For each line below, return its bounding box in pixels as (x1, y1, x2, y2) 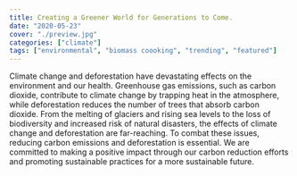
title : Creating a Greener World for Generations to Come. (9, 13, 234, 22)
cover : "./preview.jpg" (9, 29, 98, 38)
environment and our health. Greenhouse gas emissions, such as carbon (9, 80, 276, 91)
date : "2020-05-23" (9, 21, 82, 30)
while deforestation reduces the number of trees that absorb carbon (9, 99, 260, 110)
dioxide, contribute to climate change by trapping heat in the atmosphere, (9, 90, 279, 101)
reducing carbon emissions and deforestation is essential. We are (9, 138, 250, 148)
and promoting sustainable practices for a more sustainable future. (9, 156, 255, 167)
